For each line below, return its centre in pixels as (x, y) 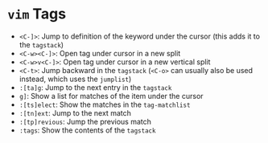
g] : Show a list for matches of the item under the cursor (111, 96)
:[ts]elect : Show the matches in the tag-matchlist (105, 104)
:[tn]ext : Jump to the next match (75, 112)
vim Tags (37, 14)
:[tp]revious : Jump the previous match (85, 121)
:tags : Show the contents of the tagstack (87, 130)
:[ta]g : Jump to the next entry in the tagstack (95, 87)
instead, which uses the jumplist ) (75, 79)
